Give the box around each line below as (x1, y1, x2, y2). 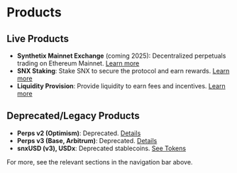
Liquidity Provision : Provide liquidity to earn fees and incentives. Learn (16, 82, 226, 90)
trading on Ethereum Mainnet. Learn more (16, 59, 140, 68)
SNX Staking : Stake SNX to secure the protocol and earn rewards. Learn (16, 67, 230, 75)
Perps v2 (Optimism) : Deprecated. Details (16, 129, 141, 137)
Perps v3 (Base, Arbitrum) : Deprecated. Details (16, 136, 158, 145)
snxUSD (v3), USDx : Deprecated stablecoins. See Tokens (16, 144, 186, 152)
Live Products (6, 33, 69, 45)
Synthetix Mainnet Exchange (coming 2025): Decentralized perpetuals (16, 51, 226, 60)
